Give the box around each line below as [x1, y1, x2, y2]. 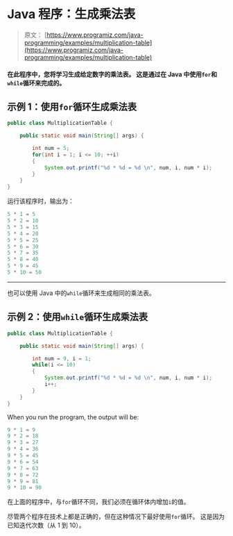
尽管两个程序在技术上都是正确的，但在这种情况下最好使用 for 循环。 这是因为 [7, 512, 225, 521]
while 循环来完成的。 [7, 78, 66, 87]
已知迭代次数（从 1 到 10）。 [7, 521, 85, 530]
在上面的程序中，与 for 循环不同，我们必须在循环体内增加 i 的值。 [7, 498, 190, 506]
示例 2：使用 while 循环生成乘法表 [7, 311, 148, 323]
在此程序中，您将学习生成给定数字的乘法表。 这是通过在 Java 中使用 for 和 [7, 70, 217, 78]
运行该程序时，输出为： [7, 197, 74, 206]
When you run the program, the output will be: [7, 412, 139, 421]
